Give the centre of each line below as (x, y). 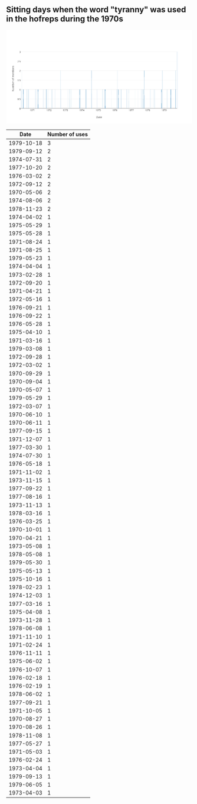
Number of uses (68, 134)
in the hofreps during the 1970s (65, 19)
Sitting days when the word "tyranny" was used (96, 10)
